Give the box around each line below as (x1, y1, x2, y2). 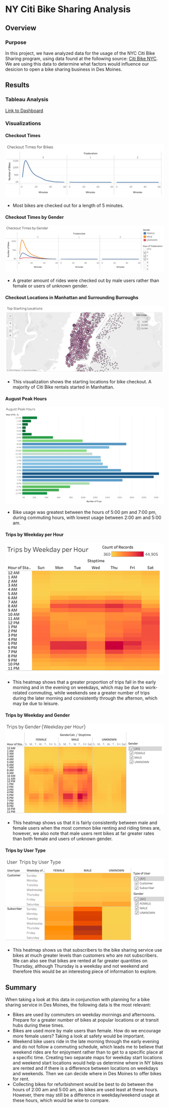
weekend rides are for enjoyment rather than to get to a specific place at (12, 1049, 163, 1055)
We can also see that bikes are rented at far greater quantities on (12, 958, 148, 964)
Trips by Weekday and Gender (5, 712, 70, 718)
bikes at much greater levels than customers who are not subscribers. (12, 952, 158, 959)
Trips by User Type (5, 847, 46, 853)
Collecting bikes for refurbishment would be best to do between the (12, 1081, 154, 1087)
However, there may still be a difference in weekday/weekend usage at (12, 1092, 160, 1098)
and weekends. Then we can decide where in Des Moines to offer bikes (12, 1071, 161, 1077)
